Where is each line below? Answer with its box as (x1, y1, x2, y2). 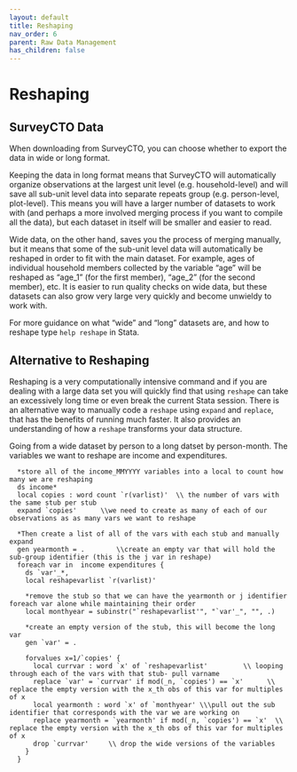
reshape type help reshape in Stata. (9, 327, 140, 338)
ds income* (17, 482, 58, 491)
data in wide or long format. (9, 153, 111, 163)
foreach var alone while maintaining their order (9, 599, 197, 609)
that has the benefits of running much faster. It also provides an (9, 414, 241, 425)
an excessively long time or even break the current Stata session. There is (9, 394, 279, 405)
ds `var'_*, (25, 568, 69, 577)
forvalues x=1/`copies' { (25, 654, 121, 663)
